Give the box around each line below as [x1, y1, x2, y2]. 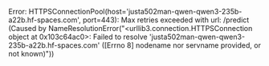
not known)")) [8, 49, 55, 58]
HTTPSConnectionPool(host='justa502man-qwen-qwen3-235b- [28, 7, 243, 16]
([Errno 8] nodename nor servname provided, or [101, 41, 261, 50]
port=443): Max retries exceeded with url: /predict [83, 15, 250, 25]
